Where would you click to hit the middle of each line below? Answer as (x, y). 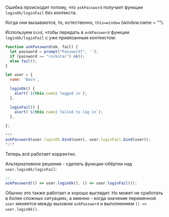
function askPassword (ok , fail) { (42, 47)
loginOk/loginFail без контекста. (41, 13)
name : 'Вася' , (25, 80)
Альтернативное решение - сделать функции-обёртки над (69, 163)
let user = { (19, 75)
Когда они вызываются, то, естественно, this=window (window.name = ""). (85, 23)
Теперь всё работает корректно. (41, 154)
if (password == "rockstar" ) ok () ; (47, 56)
